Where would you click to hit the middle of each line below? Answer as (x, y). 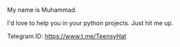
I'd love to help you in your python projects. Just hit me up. (90, 23)
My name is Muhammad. (42, 10)
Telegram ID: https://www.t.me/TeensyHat (67, 36)
